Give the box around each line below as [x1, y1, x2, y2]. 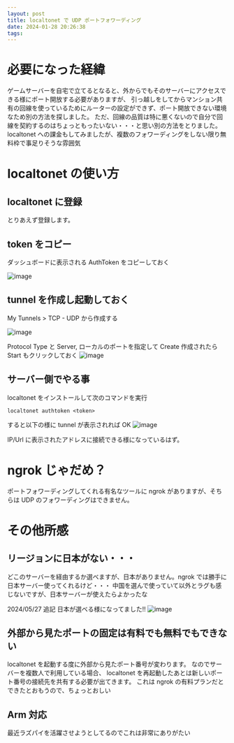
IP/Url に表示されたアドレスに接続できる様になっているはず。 [7, 435, 184, 444]
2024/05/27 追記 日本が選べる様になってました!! [7, 605, 146, 613]
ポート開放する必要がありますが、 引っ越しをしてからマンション [31, 95, 217, 103]
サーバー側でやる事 [7, 373, 90, 385]
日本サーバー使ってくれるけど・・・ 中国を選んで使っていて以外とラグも [7, 581, 216, 589]
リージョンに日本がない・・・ [7, 553, 136, 565]
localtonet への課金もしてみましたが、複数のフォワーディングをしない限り [7, 130, 221, 138]
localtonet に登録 [7, 196, 82, 208]
